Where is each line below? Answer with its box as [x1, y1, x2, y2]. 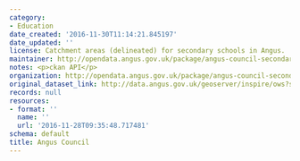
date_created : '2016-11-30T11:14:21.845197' [9, 30, 178, 38]
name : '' [17, 113, 50, 122]
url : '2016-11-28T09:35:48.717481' [17, 122, 150, 131]
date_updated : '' [9, 38, 74, 47]
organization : [9, 72, 62, 80]
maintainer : [9, 55, 54, 64]
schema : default [9, 130, 70, 139]
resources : [9, 96, 50, 106]
